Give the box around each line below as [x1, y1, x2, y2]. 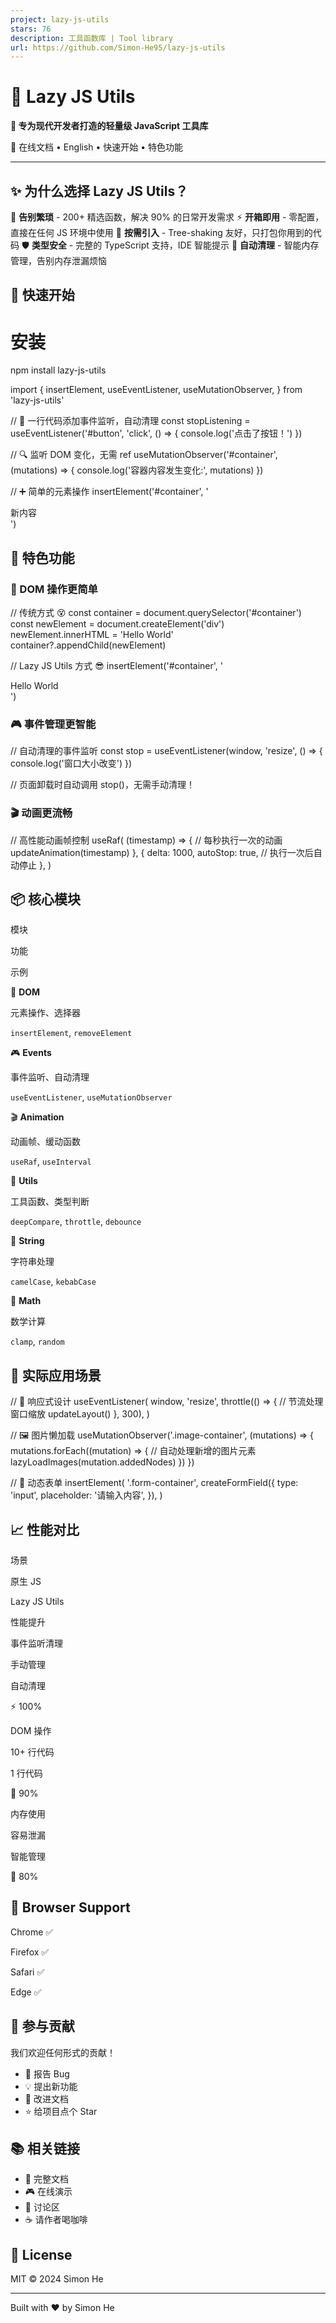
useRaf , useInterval [10, 1156, 92, 1168]
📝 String [10, 1235, 45, 1247]
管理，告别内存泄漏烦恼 [10, 255, 107, 266]
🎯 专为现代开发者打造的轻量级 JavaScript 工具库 [10, 120, 209, 132]
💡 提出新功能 [24, 2080, 78, 2092]
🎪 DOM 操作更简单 [10, 582, 98, 596]
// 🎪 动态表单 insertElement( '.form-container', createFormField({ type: [10, 1477, 299, 1489]
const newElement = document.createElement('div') [10, 618, 225, 630]
